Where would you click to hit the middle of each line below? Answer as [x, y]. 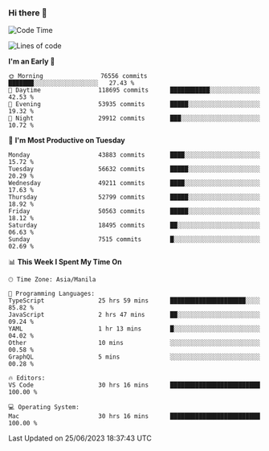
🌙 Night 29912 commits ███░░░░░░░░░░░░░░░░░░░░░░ [134, 119]
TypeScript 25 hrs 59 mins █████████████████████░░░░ [134, 301]
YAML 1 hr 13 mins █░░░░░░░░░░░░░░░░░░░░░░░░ [134, 329]
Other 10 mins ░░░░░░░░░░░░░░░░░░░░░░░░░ [134, 343]
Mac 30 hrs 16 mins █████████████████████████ [134, 416]
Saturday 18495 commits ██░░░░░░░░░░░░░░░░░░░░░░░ [134, 225]
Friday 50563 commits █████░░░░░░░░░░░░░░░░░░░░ [134, 211]
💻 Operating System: [44, 408]
